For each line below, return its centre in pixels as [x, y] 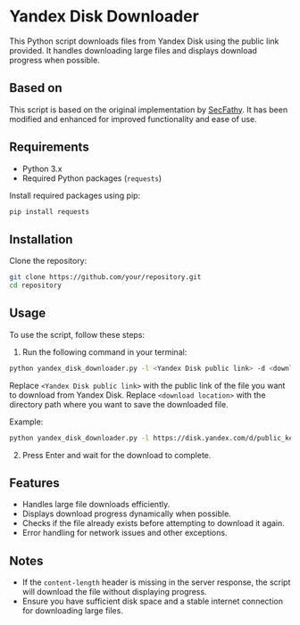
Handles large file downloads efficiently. [96, 505]
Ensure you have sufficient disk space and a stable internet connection [153, 601]
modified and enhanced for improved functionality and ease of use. [133, 119]
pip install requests [50, 211]
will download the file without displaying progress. [114, 592]
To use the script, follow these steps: [77, 334]
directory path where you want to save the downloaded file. [119, 404]
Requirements [49, 148]
